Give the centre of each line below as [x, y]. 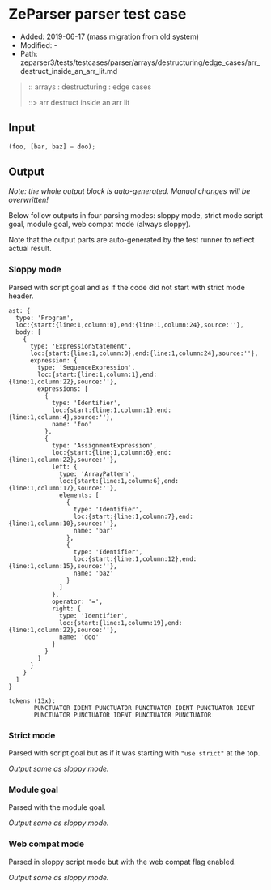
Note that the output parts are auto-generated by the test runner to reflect [131, 240]
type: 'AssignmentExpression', [104, 445]
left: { [65, 467]
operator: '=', [77, 601]
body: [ [29, 332]
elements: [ [79, 495]
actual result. [30, 249]
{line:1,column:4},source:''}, [61, 417]
